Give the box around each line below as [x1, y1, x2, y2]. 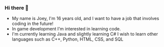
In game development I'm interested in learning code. [11, 26, 121, 32]
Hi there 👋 [4, 4, 29, 11]
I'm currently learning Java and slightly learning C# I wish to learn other [11, 31, 158, 37]
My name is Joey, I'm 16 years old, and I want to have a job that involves [11, 16, 160, 22]
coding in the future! [11, 21, 54, 26]
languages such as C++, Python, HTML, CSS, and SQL [11, 36, 123, 42]
